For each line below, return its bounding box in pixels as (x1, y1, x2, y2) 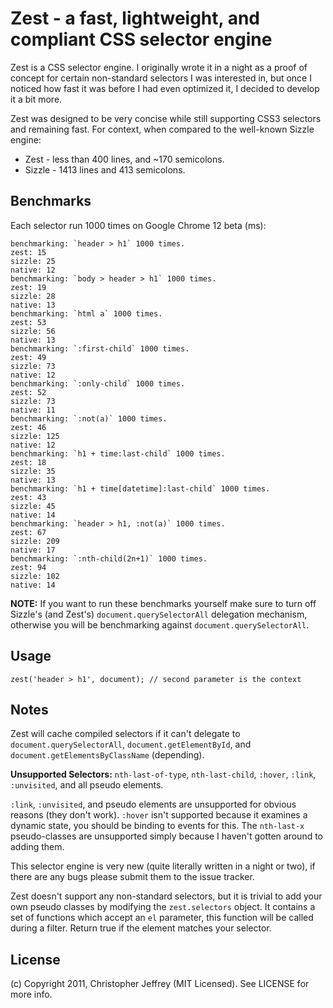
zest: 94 (10, 562, 47, 572)
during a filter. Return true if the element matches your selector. (10, 922, 272, 934)
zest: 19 (10, 282, 47, 292)
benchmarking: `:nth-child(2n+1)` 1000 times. (10, 553, 208, 564)
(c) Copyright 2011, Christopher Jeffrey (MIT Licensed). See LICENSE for (10, 978, 310, 990)
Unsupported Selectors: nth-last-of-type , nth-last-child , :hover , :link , (10, 768, 317, 781)
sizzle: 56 (10, 326, 56, 336)
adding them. (10, 841, 65, 853)
